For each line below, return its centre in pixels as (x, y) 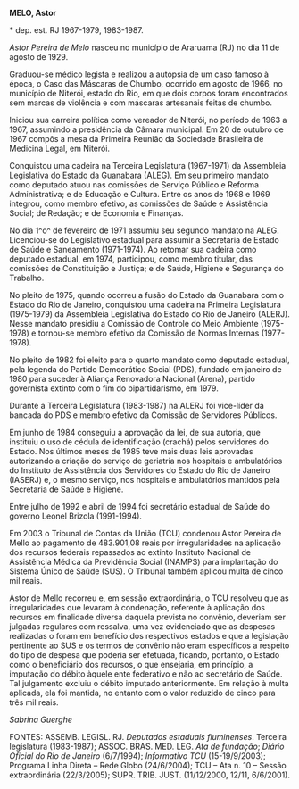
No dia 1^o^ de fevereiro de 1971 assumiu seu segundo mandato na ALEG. (144, 230)
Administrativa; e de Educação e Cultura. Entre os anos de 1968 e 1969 (140, 194)
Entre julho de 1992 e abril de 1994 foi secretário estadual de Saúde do (140, 507)
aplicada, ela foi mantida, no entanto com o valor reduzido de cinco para (142, 693)
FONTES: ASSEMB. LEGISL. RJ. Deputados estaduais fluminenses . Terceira (148, 737)
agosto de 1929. (39, 57)
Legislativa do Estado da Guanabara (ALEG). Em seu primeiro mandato (139, 175)
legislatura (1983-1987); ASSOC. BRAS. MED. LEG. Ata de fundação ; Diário (147, 746)
